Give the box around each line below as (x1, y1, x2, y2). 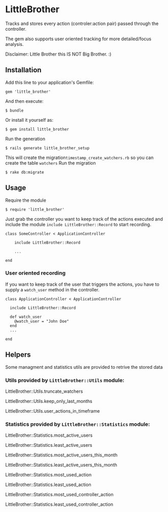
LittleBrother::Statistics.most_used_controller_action (5, 492, 114, 498)
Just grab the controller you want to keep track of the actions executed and (5, 215, 163, 222)
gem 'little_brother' (5, 89, 51, 94)
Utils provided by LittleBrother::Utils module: (5, 376, 124, 384)
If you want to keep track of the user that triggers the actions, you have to (5, 281, 160, 287)
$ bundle (5, 108, 24, 113)
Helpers (5, 351, 31, 359)
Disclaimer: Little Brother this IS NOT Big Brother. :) (5, 51, 112, 57)
